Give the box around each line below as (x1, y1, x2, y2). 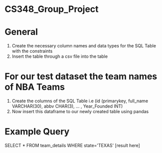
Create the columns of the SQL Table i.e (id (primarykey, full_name (11, 98, 149, 104)
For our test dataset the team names (4, 71, 158, 82)
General (4, 26, 38, 38)
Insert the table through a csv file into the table (11, 53, 108, 59)
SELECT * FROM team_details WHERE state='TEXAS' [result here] (4, 143, 140, 148)
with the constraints (11, 48, 53, 54)
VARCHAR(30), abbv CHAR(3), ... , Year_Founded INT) (11, 103, 123, 109)
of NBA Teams (4, 81, 65, 93)
